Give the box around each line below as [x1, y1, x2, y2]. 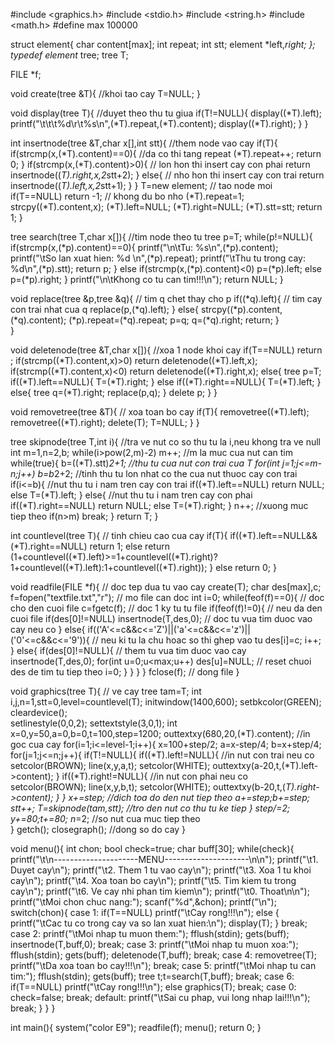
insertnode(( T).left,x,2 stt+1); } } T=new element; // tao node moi [10, 180, 273, 191]
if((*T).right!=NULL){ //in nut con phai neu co [61, 770, 248, 782]
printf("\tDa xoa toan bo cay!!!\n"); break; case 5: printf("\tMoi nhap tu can [10, 960, 317, 971]
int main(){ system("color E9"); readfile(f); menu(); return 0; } [10, 1022, 262, 1033]
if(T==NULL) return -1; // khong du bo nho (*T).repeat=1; [10, 190, 245, 202]
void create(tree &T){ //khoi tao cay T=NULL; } [10, 88, 201, 99]
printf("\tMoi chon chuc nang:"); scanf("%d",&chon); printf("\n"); [10, 896, 277, 908]
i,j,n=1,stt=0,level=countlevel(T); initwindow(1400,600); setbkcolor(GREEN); [10, 696, 322, 708]
